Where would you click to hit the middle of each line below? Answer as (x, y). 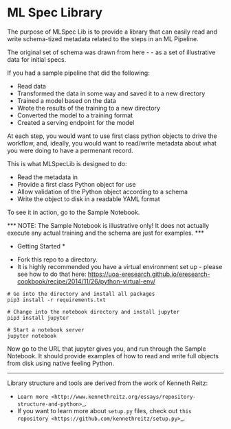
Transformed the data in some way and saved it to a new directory (111, 93)
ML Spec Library (55, 13)
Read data (32, 86)
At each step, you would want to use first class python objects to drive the (112, 136)
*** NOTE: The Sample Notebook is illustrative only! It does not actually (108, 225)
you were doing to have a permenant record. (70, 150)
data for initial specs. (37, 59)
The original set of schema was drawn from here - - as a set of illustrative (111, 52)
